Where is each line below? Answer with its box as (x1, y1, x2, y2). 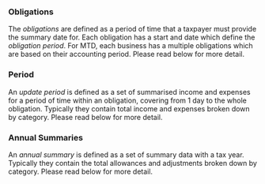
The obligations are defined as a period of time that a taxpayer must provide (8, 24, 257, 34)
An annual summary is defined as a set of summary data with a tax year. (8, 149, 244, 160)
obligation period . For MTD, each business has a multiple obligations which (8, 41, 253, 51)
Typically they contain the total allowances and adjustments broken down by (8, 158, 257, 167)
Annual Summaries (8, 132, 83, 143)
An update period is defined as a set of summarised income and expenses (8, 87, 251, 96)
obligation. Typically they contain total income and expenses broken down (8, 103, 251, 113)
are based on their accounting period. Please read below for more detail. (8, 50, 245, 59)
